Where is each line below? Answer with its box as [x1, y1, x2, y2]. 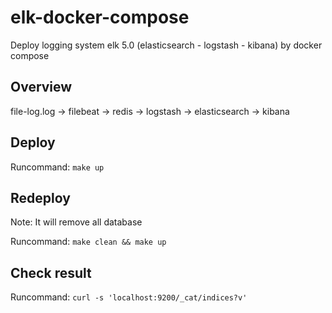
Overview [10, 79, 73, 96]
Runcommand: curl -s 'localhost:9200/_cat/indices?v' [10, 291, 248, 303]
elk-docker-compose [10, 6, 190, 29]
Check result [10, 264, 92, 281]
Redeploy [10, 189, 71, 206]
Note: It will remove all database [10, 216, 143, 228]
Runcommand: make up [10, 161, 105, 173]
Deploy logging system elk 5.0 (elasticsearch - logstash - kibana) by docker [10, 39, 323, 51]
